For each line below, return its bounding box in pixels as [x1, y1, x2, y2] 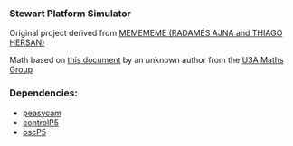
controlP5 [22, 116, 60, 128]
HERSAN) [9, 37, 45, 48]
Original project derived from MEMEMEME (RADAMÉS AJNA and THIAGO [9, 28, 283, 39]
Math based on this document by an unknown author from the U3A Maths [9, 55, 284, 66]
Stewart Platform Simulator [9, 7, 131, 20]
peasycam [22, 107, 61, 118]
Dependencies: [9, 87, 79, 99]
